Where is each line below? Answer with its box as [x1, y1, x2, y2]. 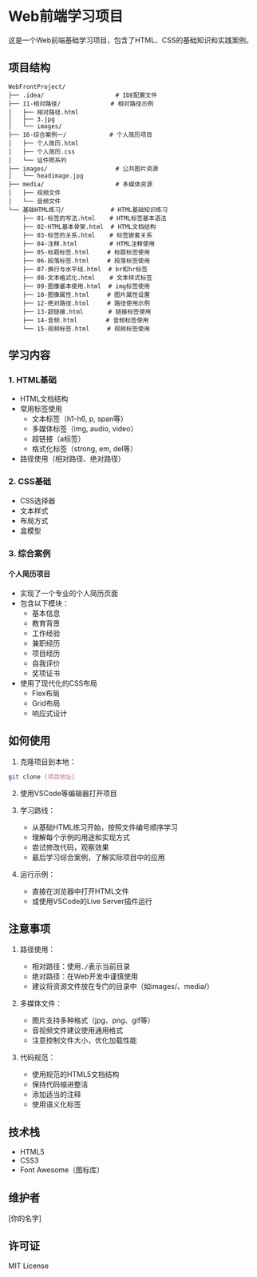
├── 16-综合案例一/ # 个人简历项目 [8, 130, 153, 138]
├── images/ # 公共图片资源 [8, 165, 159, 173]
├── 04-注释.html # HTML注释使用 [22, 239, 156, 248]
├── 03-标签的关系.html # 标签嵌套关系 [22, 231, 153, 239]
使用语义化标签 [31, 1099, 81, 1109]
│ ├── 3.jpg [8, 115, 56, 123]
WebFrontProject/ [8, 82, 66, 90]
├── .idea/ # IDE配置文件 [8, 91, 158, 99]
